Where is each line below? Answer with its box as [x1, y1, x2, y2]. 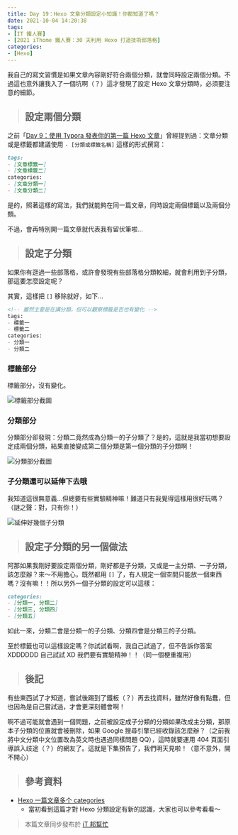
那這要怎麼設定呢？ [7, 276, 64, 285]
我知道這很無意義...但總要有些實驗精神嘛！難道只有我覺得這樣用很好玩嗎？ [7, 494, 225, 503]
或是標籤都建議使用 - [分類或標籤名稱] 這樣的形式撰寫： [7, 140, 166, 148]
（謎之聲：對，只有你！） [7, 503, 82, 511]
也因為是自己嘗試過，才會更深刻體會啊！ [7, 702, 125, 711]
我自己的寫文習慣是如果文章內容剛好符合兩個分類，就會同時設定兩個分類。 [7, 70, 225, 79]
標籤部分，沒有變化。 [7, 381, 69, 390]
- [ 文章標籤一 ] [7, 160, 47, 168]
